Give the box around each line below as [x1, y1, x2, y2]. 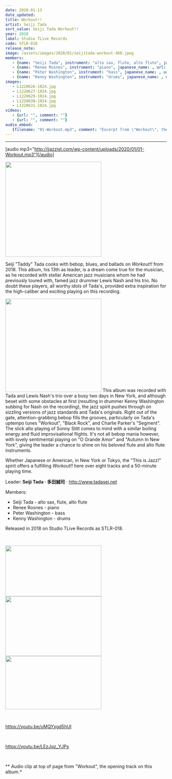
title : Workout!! [5, 17, 42, 22]
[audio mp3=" [5, 146, 35, 152]
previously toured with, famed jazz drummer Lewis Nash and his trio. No [5, 277, 158, 283]
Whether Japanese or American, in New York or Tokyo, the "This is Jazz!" [5, 457, 161, 463]
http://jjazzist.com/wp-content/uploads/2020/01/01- [34, 146, 144, 152]
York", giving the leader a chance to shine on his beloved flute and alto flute [5, 441, 165, 448]
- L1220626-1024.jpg [12, 84, 56, 89]
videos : [5, 108, 22, 113]
